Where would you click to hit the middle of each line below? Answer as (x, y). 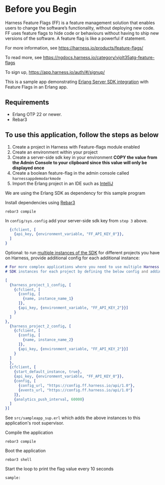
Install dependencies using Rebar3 (40, 202)
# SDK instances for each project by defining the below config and (77, 272)
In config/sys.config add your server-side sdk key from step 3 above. (77, 220)
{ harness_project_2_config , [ (40, 326)
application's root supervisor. (35, 423)
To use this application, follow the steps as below (82, 135)
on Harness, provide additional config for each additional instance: (72, 258)
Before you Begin (41, 9)
